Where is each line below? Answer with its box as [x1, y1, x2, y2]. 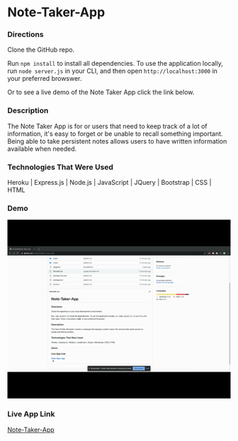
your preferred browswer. [7, 74, 82, 83]
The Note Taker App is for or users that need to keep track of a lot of [7, 122, 208, 130]
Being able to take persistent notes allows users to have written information [7, 137, 227, 145]
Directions [7, 30, 44, 40]
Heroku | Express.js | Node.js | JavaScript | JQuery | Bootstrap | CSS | [7, 178, 212, 187]
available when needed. [7, 144, 77, 153]
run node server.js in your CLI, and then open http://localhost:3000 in [7, 67, 218, 75]
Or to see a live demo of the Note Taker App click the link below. [7, 88, 195, 96]
